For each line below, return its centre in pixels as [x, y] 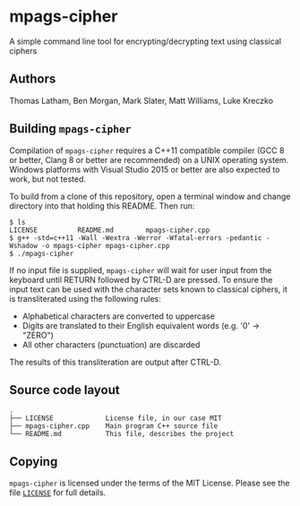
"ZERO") [38, 335]
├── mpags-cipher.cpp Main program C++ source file [114, 426]
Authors [33, 79]
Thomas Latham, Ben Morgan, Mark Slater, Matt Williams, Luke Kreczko [141, 100]
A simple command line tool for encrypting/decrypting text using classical [146, 41]
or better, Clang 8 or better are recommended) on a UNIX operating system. [149, 159]
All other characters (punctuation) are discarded [111, 344]
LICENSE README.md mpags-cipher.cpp [110, 230]
